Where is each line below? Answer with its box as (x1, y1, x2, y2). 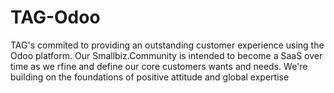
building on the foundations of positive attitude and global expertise (10, 71, 290, 83)
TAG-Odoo (10, 6, 101, 29)
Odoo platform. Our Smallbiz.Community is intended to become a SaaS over (10, 49, 323, 61)
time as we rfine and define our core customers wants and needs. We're (10, 60, 308, 72)
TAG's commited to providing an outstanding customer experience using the (10, 39, 325, 51)
